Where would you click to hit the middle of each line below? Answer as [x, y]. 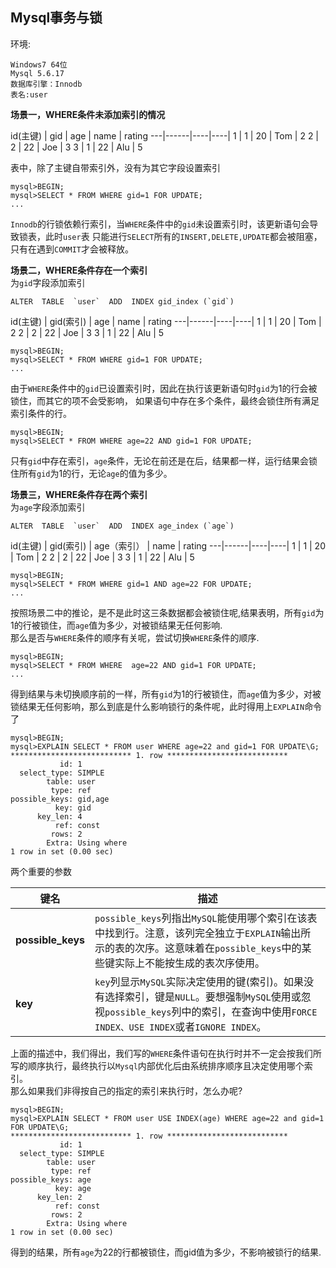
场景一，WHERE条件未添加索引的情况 [88, 114]
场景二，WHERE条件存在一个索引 [79, 270]
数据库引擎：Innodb [46, 84]
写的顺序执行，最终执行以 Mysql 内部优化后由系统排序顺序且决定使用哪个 [157, 1065]
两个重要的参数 [41, 871]
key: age [73, 1188]
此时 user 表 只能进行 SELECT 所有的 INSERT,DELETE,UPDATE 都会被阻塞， [183, 236]
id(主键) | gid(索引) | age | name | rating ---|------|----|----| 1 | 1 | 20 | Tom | [166, 321]
